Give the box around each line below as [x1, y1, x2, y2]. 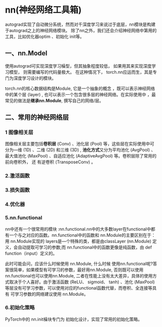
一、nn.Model [5, 49, 48, 57]
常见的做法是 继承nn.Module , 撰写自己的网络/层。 [5, 98, 104, 103]
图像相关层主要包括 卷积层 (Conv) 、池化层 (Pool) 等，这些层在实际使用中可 [5, 141, 154, 147]
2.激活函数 [5, 172, 30, 179]
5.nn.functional [5, 214, 43, 221]
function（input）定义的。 [5, 250, 57, 256]
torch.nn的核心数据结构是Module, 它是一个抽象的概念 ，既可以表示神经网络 [5, 86, 155, 91]
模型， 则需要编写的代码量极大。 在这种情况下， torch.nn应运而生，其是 [9, 69, 153, 75]
